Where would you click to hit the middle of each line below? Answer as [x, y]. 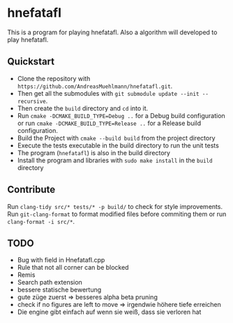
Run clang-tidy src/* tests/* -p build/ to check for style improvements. [115, 206]
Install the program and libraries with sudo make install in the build [115, 160]
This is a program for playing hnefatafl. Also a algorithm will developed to [112, 32]
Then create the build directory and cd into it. [83, 108]
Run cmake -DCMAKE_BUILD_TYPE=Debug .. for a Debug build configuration [121, 115]
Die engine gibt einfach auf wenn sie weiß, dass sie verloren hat [109, 312]
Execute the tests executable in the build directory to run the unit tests [118, 145]
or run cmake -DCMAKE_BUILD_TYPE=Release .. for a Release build [109, 123]
